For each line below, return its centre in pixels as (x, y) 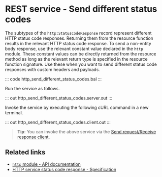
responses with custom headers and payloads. (52, 69)
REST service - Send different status (81, 9)
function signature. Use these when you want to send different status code (81, 64)
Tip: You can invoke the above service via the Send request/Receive (86, 131)
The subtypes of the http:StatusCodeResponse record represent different (78, 33)
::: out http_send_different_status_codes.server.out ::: (59, 98)
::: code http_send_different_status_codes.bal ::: (53, 79)
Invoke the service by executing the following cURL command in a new (77, 107)
